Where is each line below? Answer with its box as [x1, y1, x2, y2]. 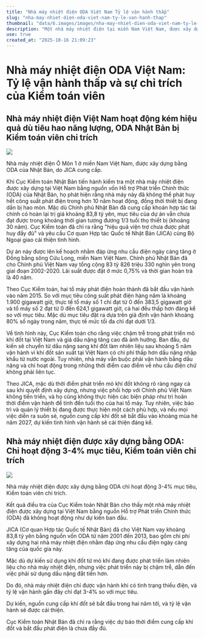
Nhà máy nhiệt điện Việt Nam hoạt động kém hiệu [6, 113, 197, 123]
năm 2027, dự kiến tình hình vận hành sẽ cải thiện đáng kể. [6, 419, 154, 426]
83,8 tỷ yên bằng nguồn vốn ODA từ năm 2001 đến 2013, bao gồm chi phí [6, 532, 190, 540]
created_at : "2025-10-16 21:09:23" [6, 37, 97, 43]
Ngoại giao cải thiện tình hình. [6, 236, 81, 243]
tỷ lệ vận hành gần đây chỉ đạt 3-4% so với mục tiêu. [6, 588, 138, 595]
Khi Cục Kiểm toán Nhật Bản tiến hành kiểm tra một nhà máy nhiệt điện [6, 178, 184, 185]
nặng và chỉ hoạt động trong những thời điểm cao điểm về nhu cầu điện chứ [6, 362, 197, 369]
